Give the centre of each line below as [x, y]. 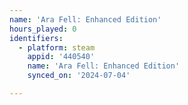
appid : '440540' [61, 57]
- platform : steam [57, 47]
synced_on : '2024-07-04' [79, 76]
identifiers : [36, 38]
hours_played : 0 [43, 29]
